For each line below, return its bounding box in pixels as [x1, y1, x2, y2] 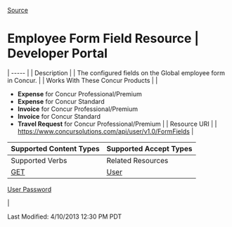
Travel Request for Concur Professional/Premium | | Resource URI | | [17, 119, 217, 128]
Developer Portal [7, 46, 108, 62]
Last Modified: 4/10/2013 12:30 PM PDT [7, 212, 122, 221]
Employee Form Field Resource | [7, 31, 199, 46]
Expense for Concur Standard [17, 97, 105, 105]
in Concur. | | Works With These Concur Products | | [7, 76, 158, 84]
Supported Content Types [11, 143, 100, 153]
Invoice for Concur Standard [17, 112, 101, 120]
